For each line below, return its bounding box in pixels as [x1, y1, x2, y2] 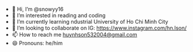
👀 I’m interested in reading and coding [11, 12, 106, 19]
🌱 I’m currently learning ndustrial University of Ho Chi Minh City [11, 18, 169, 25]
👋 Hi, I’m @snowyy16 [11, 6, 64, 12]
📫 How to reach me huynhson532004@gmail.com [11, 31, 137, 38]
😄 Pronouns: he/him [11, 40, 63, 47]
